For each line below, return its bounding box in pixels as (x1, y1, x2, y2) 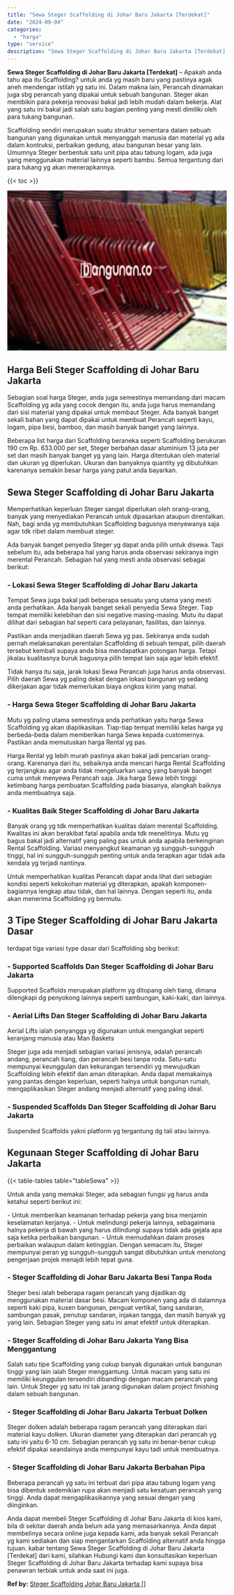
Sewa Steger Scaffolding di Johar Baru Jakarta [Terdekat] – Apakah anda (7, 68, 222, 76)
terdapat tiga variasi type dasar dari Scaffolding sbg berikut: (7, 944, 180, 952)
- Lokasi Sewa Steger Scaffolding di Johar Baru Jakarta (7, 580, 198, 590)
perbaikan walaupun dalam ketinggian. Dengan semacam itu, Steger (7, 1240, 203, 1248)
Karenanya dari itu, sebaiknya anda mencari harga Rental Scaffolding (27, 759, 226, 767)
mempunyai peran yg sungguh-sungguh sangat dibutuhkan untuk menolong (7, 1248, 226, 1256)
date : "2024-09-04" (7, 18, 64, 26)
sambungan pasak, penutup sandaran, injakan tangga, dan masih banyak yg (7, 1310, 226, 1319)
